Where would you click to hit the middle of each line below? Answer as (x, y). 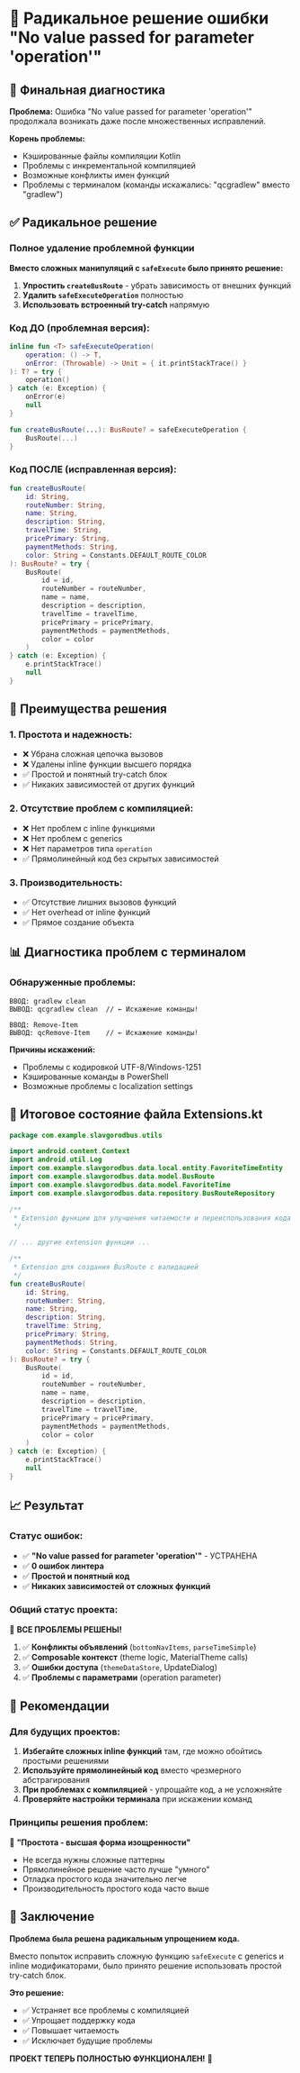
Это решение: (37, 1992)
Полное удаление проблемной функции (102, 249)
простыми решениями (66, 1761)
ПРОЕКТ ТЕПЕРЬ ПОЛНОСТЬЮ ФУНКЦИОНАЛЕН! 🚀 (111, 2059)
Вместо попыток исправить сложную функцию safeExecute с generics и (147, 1956)
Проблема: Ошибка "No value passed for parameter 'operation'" (131, 111)
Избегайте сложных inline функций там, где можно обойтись (142, 1751)
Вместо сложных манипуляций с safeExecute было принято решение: (146, 268)
